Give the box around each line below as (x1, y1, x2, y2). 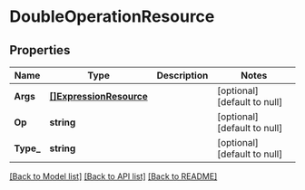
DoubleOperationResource (9, 6, 215, 27)
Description (156, 70, 209, 81)
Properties (9, 43, 71, 58)
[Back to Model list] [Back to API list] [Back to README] (9, 171, 218, 182)
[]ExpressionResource (49, 90, 148, 102)
